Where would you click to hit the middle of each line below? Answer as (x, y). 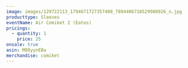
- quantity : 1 (29, 34)
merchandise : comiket (33, 56)
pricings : (18, 28)
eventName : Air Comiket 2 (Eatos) (49, 22)
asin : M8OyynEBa (26, 50)
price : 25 (29, 39)
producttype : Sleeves (33, 17)
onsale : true (22, 45)
